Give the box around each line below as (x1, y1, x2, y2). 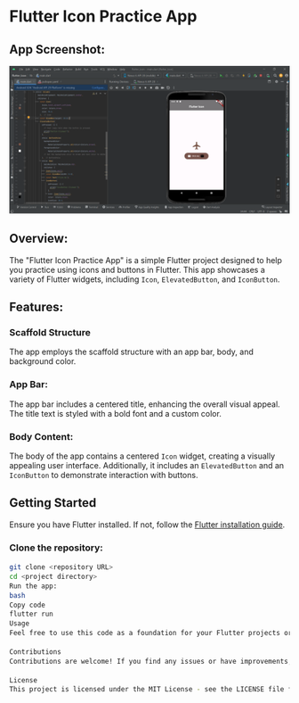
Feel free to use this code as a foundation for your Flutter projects (9, 629, 280, 638)
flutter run (9, 609, 53, 619)
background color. (9, 356, 77, 367)
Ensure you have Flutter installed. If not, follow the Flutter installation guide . (9, 519, 286, 530)
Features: (9, 300, 64, 314)
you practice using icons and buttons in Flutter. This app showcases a (9, 264, 265, 275)
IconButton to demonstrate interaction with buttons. (9, 469, 198, 480)
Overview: (9, 231, 69, 246)
